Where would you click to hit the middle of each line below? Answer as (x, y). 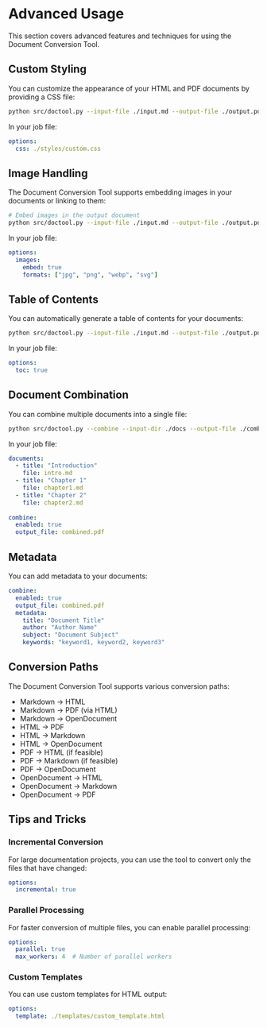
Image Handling (48, 173)
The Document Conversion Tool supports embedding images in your (120, 192)
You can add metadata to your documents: (78, 576)
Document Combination (68, 395)
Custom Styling (48, 70)
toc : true (31, 370)
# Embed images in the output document (74, 215)
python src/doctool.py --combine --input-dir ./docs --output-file (122, 429)
